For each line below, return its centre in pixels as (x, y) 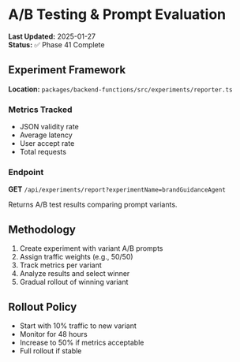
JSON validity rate (49, 127)
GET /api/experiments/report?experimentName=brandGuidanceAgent (117, 189)
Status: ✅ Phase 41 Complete (56, 44)
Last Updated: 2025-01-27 (52, 36)
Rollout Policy (43, 306)
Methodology (42, 229)
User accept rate (47, 144)
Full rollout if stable (51, 351)
